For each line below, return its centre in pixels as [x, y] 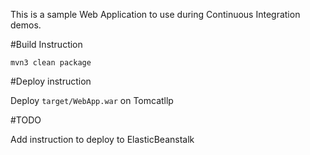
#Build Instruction [46, 44]
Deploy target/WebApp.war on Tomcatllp [92, 100]
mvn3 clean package [51, 63]
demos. [26, 25]
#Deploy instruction [51, 81]
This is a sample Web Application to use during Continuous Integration [155, 14]
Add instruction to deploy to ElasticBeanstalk [102, 139]
